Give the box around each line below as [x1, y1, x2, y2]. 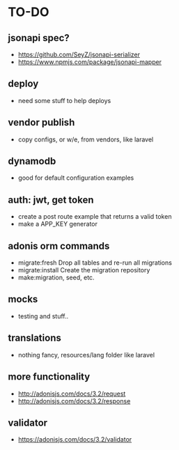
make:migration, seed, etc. [17, 273, 95, 282]
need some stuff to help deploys [17, 96, 111, 104]
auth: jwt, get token [8, 194, 94, 205]
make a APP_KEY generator [17, 220, 98, 228]
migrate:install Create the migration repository [17, 266, 150, 274]
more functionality [8, 371, 91, 383]
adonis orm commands [8, 240, 110, 251]
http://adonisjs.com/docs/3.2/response [17, 396, 131, 405]
